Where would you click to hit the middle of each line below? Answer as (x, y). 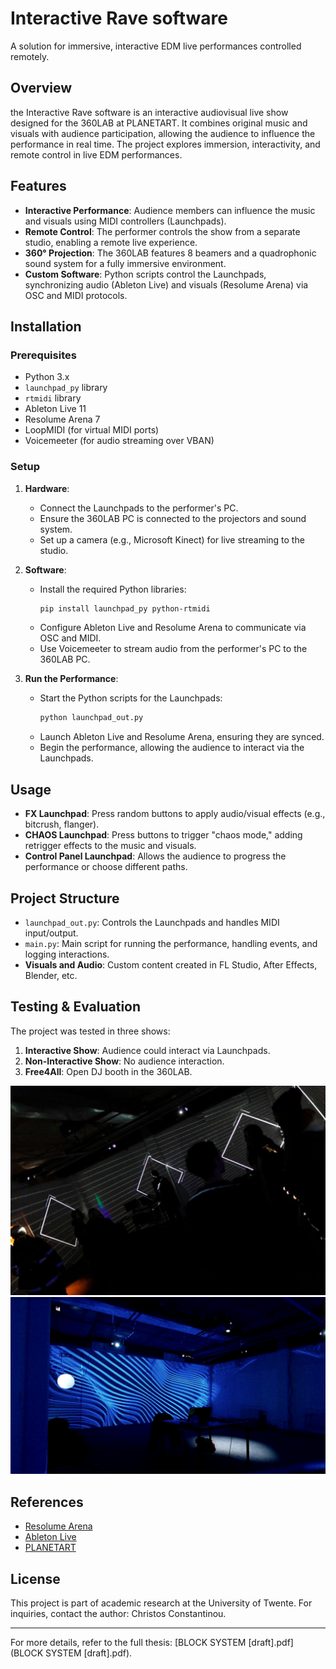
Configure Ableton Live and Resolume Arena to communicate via (173, 628)
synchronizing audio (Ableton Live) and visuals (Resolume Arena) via (166, 284)
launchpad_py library (66, 388)
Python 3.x (47, 377)
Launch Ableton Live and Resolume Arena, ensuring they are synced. (182, 737)
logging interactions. (67, 954)
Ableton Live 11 (55, 409)
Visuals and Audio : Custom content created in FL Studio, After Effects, (171, 964)
